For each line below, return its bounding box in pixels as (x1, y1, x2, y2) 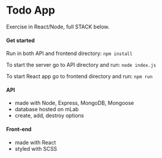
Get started (6, 37, 35, 44)
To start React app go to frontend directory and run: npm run (6, 73, 153, 80)
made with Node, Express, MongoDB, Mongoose (14, 99, 135, 107)
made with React (14, 138, 56, 146)
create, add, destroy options (14, 112, 84, 119)
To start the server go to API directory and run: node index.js (6, 62, 156, 69)
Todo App (6, 4, 55, 17)
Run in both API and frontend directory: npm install (6, 50, 133, 57)
